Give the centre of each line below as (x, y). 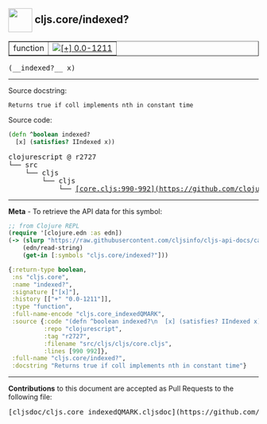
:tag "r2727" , (67, 336)
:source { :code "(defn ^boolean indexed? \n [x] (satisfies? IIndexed (131, 322)
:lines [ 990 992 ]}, (76, 351)
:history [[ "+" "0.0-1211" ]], (62, 299)
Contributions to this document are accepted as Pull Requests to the (121, 389)
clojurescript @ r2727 (52, 157)
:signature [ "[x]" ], (46, 292)
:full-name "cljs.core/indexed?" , (69, 359)
